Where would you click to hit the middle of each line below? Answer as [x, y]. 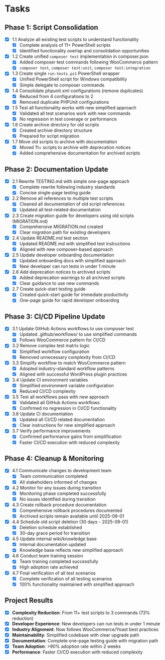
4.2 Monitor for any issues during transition [56, 488]
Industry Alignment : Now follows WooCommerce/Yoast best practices [85, 629]
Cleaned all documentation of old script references [72, 204]
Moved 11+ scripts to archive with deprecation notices [75, 148]
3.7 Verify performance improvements [51, 431]
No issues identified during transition [57, 499]
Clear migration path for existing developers [65, 232]
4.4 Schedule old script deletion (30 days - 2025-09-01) [70, 522]
